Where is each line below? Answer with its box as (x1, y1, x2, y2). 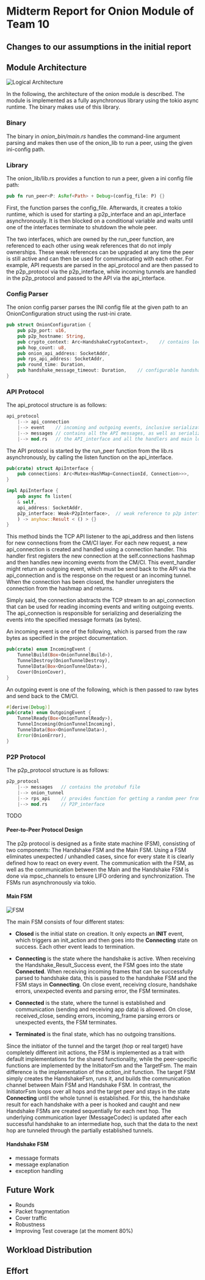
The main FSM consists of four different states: (6, 918, 125, 925)
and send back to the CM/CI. (6, 692, 79, 699)
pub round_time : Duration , (17, 362, 86, 368)
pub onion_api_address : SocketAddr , (17, 350, 111, 356)
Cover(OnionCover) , (17, 669, 67, 675)
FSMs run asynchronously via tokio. (6, 878, 96, 886)
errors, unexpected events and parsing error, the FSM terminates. (15, 987, 181, 995)
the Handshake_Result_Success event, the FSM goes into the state (15, 961, 183, 968)
